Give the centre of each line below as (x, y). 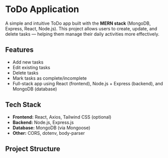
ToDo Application (42, 9)
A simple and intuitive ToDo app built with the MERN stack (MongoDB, (78, 23)
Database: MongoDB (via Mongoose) (51, 128)
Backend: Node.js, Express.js (43, 122)
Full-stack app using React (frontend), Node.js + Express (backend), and (88, 83)
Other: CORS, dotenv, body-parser (49, 133)
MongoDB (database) (35, 89)
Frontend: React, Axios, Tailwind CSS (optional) (62, 117)
